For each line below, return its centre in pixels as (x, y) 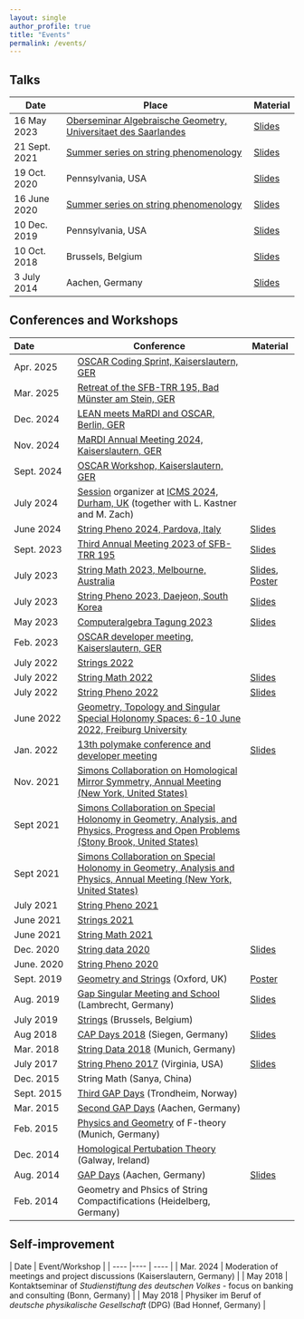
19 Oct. (30, 173)
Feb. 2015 (36, 1128)
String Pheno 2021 (118, 905)
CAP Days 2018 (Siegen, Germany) (153, 1034)
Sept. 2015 (38, 1093)
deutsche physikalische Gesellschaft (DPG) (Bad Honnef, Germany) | (138, 1304)
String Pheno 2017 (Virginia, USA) (151, 1063)
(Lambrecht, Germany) (126, 1004)
